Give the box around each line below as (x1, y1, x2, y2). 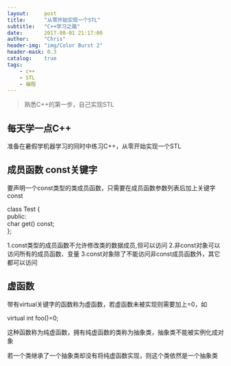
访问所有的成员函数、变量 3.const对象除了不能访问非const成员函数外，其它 (7, 250, 221, 258)
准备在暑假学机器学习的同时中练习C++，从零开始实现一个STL (7, 142, 181, 150)
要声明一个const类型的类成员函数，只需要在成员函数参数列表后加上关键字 (7, 183, 216, 192)
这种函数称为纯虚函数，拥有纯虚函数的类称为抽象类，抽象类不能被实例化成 (7, 328, 218, 336)
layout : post (7, 10, 57, 17)
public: (7, 212, 27, 221)
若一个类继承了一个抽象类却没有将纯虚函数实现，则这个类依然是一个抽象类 (7, 351, 218, 359)
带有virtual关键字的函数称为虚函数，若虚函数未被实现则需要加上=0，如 (7, 300, 208, 308)
